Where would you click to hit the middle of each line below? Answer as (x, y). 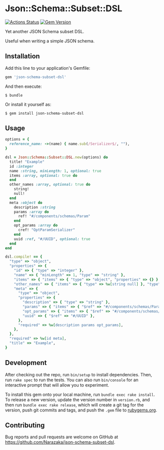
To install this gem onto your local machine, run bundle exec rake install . (80, 394)
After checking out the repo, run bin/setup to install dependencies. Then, (79, 374)
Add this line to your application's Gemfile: (48, 68)
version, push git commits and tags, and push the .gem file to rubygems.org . (81, 410)
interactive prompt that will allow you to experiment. (57, 385)
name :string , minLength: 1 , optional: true (55, 171)
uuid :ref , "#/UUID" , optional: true (52, 239)
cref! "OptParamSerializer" (47, 230)
